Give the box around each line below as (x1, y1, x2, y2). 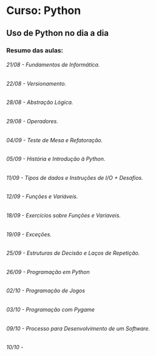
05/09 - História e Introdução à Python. (6, 156, 106, 163)
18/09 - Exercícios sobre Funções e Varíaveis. (6, 211, 121, 219)
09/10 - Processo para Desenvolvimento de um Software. (6, 324, 151, 332)
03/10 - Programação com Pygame (6, 306, 95, 313)
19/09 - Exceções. (6, 230, 52, 238)
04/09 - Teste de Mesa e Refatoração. (6, 136, 103, 143)
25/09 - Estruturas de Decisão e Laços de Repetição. (6, 250, 140, 257)
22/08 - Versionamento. (6, 80, 67, 87)
